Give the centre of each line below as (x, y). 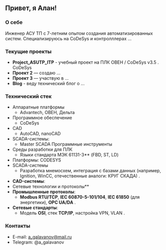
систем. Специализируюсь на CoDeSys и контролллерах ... (69, 38)
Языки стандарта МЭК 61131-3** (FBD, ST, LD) (69, 155)
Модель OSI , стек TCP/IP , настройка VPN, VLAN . (72, 213)
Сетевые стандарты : (35, 208)
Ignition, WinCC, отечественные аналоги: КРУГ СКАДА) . (80, 176)
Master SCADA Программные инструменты (66, 144)
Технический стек (28, 96)
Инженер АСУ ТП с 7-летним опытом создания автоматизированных (79, 33)
